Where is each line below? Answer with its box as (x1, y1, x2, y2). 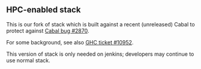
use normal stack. (6, 56, 50, 64)
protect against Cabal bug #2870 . (6, 27, 89, 34)
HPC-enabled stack (6, 5, 81, 15)
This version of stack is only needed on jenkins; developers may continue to (6, 50, 194, 58)
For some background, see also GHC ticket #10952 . (6, 38, 134, 46)
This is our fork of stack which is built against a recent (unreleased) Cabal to (6, 20, 195, 28)
